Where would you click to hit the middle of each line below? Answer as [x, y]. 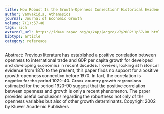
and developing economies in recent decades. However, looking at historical [82, 65]
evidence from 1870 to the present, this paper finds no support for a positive [82, 70]
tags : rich [16, 28]
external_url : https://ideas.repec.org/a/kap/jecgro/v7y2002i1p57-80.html [83, 32]
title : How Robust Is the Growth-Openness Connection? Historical [74, 9]
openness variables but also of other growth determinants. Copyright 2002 [81, 101]
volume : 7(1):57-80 [25, 23]
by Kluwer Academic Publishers [37, 106]
